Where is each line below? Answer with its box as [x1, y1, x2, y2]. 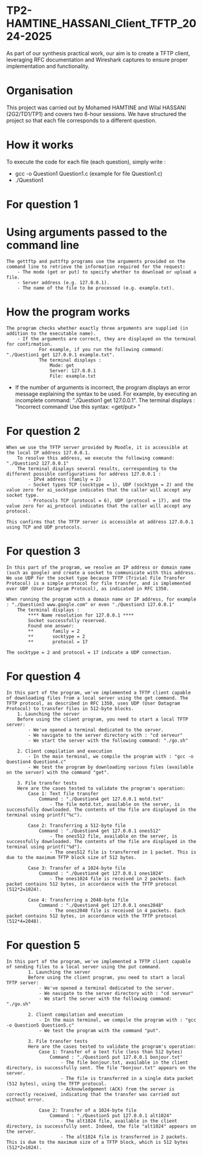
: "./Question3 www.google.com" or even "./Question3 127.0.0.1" [6, 601, 175, 607]
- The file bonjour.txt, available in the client [60, 1059, 188, 1065]
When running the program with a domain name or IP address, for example [6, 596, 197, 602]
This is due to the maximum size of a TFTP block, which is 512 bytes [6, 1139, 188, 1145]
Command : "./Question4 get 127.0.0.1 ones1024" [38, 870, 164, 877]
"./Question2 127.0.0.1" [6, 460, 69, 467]
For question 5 [6, 938, 81, 952]
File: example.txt [49, 373, 96, 379]
